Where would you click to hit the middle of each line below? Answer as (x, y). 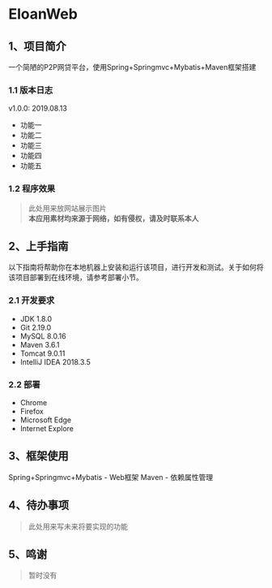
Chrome (34, 402)
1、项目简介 (38, 46)
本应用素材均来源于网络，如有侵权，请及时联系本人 (113, 218)
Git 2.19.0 (36, 327)
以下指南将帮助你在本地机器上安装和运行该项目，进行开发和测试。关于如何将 (136, 267)
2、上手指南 (38, 246)
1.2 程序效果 (32, 189)
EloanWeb (43, 14)
